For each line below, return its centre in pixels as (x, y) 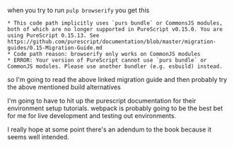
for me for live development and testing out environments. (92, 116)
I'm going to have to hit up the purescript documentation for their (102, 101)
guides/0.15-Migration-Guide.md (55, 48)
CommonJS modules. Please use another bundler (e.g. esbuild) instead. (115, 66)
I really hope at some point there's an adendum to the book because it (110, 129)
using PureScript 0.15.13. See (53, 35)
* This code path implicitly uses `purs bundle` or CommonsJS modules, (115, 23)
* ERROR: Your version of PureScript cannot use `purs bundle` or (107, 60)
